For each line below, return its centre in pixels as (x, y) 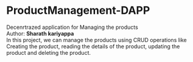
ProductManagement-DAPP (78, 11)
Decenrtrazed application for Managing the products (72, 27)
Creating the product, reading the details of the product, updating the (93, 46)
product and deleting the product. (49, 52)
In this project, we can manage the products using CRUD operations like (96, 40)
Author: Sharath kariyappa (40, 33)
